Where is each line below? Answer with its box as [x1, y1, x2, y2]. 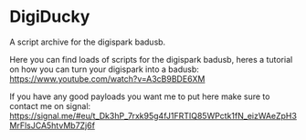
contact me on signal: [9, 100, 91, 111]
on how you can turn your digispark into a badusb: [9, 64, 199, 75]
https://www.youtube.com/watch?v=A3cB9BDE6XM [9, 73, 206, 84]
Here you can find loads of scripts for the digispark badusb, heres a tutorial [9, 54, 293, 65]
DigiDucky [9, 6, 90, 27]
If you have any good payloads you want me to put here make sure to [9, 91, 270, 102]
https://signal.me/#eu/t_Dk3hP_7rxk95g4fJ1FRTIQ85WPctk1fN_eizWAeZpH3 [9, 110, 297, 121]
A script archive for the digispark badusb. [9, 36, 166, 47]
